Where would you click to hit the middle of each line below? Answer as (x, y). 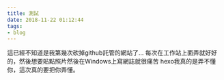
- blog (16, 32)
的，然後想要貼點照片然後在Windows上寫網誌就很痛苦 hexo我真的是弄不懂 (112, 62)
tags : (15, 26)
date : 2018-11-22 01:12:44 (45, 20)
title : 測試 (23, 13)
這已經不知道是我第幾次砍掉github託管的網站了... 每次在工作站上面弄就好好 (112, 53)
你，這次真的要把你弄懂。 (43, 70)
